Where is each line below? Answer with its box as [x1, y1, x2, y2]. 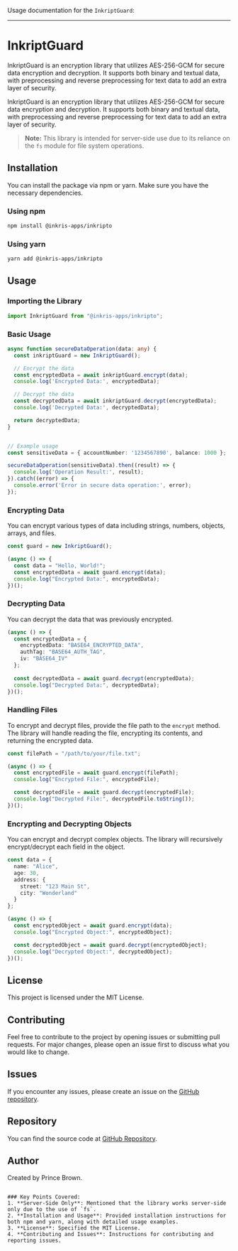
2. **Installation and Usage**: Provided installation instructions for [7, 1212, 227, 1220]
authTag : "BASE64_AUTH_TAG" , [20, 648, 106, 656]
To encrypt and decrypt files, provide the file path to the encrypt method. [7, 721, 221, 729]
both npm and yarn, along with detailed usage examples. [7, 1218, 179, 1225]
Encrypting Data [7, 505, 65, 515]
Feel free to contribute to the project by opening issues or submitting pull [7, 1033, 220, 1041]
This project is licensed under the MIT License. [7, 993, 144, 1002]
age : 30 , [13, 869, 40, 876]
